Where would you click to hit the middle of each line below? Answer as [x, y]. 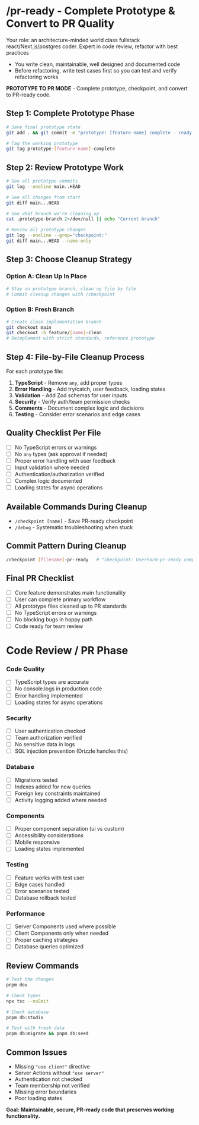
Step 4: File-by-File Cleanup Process [76, 357]
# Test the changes [30, 979]
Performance [26, 913]
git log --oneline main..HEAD [44, 186]
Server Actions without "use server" [59, 1073]
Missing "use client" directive [52, 1067]
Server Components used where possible [65, 926]
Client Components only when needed [62, 933]
